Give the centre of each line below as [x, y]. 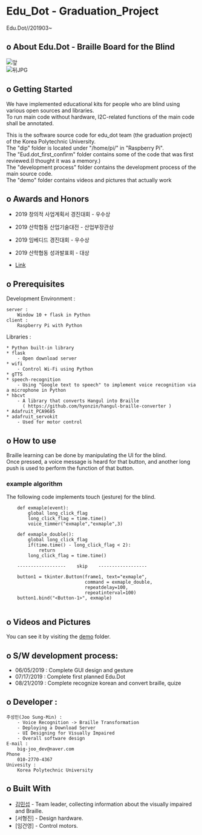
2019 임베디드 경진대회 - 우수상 [52, 240]
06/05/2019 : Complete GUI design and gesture [74, 670]
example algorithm [34, 484]
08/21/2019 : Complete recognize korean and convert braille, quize [98, 683]
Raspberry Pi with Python [50, 326]
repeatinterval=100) [110, 593]
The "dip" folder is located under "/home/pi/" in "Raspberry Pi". [85, 148]
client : [17, 320]
